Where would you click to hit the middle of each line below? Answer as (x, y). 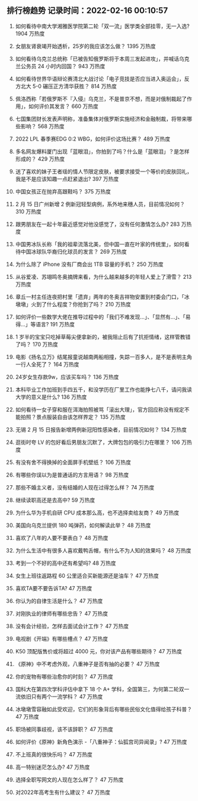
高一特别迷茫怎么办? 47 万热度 (52, 767)
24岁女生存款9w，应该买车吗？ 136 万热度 (67, 377)
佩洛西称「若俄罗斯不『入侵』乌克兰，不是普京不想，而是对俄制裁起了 (101, 98)
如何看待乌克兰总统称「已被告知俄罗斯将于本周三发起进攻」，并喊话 (97, 59)
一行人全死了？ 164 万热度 (47, 364)
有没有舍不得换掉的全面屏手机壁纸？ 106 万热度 (73, 462)
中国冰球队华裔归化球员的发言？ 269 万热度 (74, 252)
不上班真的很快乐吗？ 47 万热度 (54, 754)
